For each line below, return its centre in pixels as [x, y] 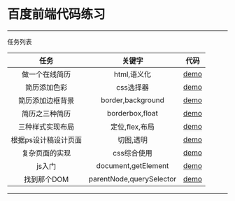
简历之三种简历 [47, 113]
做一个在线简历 [47, 74]
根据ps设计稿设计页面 [47, 139]
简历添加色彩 [47, 87]
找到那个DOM [47, 179]
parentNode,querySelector [133, 179]
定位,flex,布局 [133, 127]
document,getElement [133, 165]
